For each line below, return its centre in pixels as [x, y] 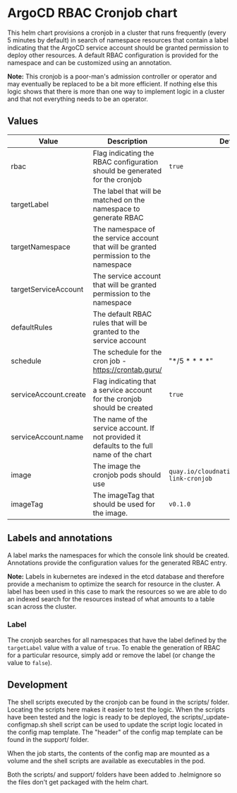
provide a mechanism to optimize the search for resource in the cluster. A [114, 584]
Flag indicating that [124, 381]
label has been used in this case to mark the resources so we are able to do [117, 591]
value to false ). [30, 662]
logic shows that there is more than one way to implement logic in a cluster [116, 91]
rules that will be [120, 323]
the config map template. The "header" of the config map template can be [115, 732]
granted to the [116, 332]
